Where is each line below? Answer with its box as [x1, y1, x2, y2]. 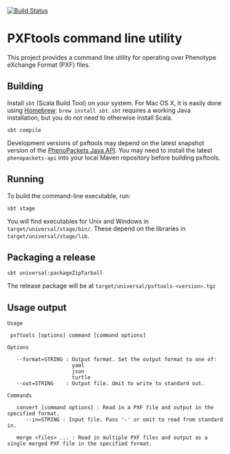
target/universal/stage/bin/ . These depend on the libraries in [7, 224, 186, 233]
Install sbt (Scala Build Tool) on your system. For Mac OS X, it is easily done [7, 98, 222, 107]
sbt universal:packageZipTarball [7, 270, 103, 277]
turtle [72, 374, 91, 381]
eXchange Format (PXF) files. [7, 61, 91, 69]
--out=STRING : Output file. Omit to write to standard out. [16, 380, 205, 387]
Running [7, 173, 45, 185]
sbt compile [7, 127, 41, 133]
